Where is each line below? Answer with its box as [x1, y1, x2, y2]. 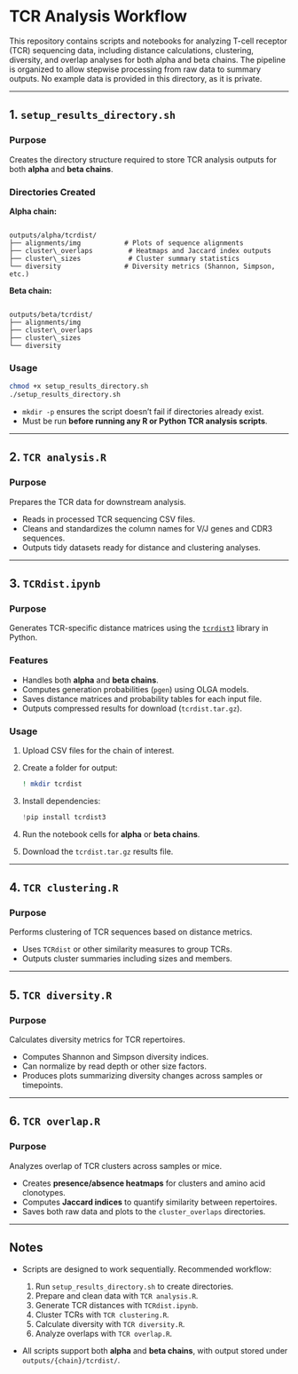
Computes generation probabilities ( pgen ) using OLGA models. [21, 683, 249, 694]
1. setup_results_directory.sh [9, 107, 176, 122]
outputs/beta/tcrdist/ [9, 310, 93, 319]
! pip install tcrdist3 [21, 812, 106, 822]
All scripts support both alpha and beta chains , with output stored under [21, 1345, 288, 1355]
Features [9, 654, 49, 667]
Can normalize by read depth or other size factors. [21, 1061, 207, 1071]
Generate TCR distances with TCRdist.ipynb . [35, 1299, 199, 1310]
